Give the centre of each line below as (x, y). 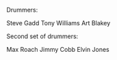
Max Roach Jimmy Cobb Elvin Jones (58, 49)
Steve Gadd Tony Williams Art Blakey (58, 23)
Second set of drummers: (42, 36)
